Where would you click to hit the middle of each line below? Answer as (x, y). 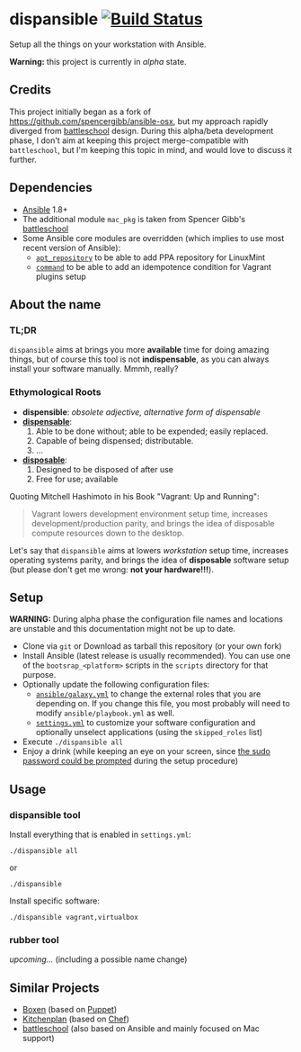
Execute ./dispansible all (73, 742)
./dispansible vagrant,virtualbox (74, 918)
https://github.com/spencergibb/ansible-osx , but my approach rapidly (139, 121)
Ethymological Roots (55, 392)
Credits (31, 90)
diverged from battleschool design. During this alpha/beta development (142, 130)
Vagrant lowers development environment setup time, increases (149, 514)
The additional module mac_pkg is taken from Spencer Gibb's (134, 219)
